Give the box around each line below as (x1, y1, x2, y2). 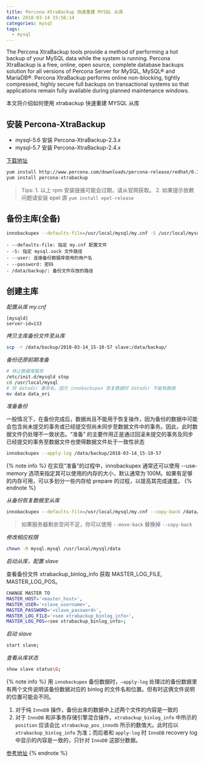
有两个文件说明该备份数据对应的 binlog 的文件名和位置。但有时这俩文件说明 (6, 685, 195, 693)
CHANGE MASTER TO (6, 591, 50, 597)
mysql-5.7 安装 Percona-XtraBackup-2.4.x (15, 144, 121, 151)
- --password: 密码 (6, 262, 54, 268)
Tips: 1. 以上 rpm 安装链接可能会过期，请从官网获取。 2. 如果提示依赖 (21, 186, 194, 193)
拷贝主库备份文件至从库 (6, 332, 65, 339)
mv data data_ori (6, 390, 50, 397)
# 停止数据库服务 (6, 369, 44, 375)
